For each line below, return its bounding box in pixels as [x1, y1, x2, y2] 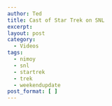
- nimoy [13, 56, 36, 63]
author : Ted [7, 10, 42, 17]
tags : [7, 50, 23, 56]
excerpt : [7, 23, 33, 30]
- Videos [13, 43, 39, 50]
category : [7, 36, 36, 43]
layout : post [7, 29, 45, 37]
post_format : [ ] [7, 88, 58, 95]
